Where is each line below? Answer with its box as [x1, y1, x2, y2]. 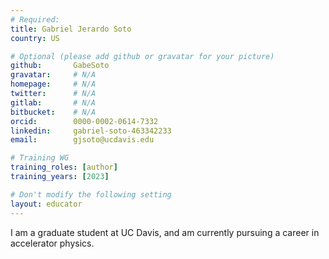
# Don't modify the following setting [10, 189, 172, 200]
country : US [10, 33, 60, 43]
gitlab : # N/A [10, 97, 97, 108]
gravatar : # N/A [10, 70, 97, 80]
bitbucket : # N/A [10, 107, 97, 117]
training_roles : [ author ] [10, 162, 118, 173]
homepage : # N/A [10, 79, 97, 90]
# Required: [10, 14, 60, 25]
